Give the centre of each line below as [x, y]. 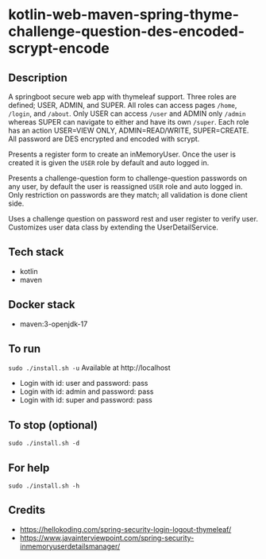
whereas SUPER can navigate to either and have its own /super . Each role [129, 122]
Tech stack [36, 252]
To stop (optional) [53, 425]
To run [25, 349]
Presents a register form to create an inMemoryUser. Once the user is [122, 154]
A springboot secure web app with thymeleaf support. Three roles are [122, 96]
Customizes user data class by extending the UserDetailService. [113, 227]
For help [29, 467]
